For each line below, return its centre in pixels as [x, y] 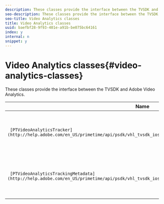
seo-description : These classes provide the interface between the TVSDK [82, 14]
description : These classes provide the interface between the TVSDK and [82, 9]
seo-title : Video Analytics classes [42, 19]
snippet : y [16, 41]
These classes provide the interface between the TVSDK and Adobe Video [80, 89]
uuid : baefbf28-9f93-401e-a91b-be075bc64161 [51, 28]
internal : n [17, 37]
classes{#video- [107, 65]
